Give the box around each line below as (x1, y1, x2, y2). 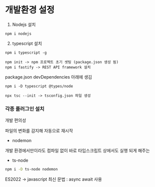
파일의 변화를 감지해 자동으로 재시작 (5, 128, 73, 134)
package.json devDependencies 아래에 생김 (5, 74, 92, 80)
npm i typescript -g (5, 50, 47, 55)
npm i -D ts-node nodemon (5, 167, 58, 172)
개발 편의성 (5, 118, 26, 124)
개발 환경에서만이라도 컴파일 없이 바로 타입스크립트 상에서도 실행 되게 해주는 (5, 147, 150, 154)
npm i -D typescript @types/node (5, 83, 73, 88)
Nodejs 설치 (12, 21, 36, 27)
